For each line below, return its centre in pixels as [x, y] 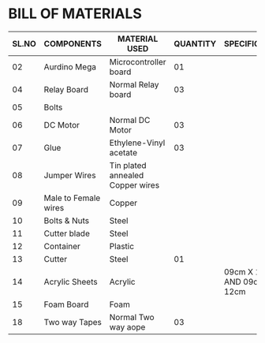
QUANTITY [195, 43]
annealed [127, 175]
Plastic [122, 246]
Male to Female [72, 198]
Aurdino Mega [70, 66]
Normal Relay [134, 84]
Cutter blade [67, 233]
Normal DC [130, 120]
